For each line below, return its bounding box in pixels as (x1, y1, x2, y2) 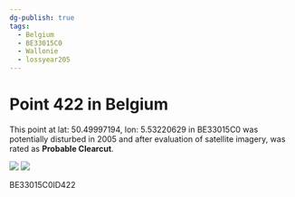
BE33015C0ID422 (9, 179, 76, 190)
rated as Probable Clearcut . (9, 143, 115, 154)
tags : (9, 22, 30, 31)
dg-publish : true (9, 13, 75, 23)
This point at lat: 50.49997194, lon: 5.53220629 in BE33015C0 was (9, 124, 259, 135)
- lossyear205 (17, 55, 71, 64)
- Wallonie (17, 47, 59, 56)
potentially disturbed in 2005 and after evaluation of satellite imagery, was (9, 133, 286, 145)
